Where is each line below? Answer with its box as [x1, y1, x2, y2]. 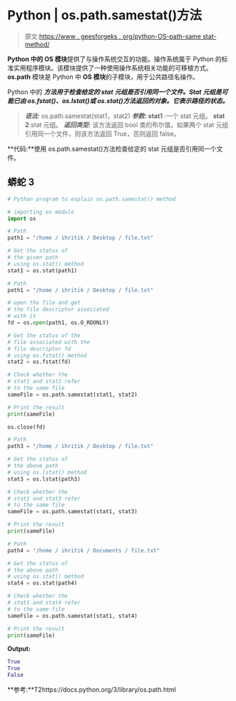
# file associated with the [7, 338, 91, 346]
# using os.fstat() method [7, 352, 87, 359]
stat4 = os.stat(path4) [7, 579, 78, 587]
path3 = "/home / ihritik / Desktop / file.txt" [7, 443, 154, 450]
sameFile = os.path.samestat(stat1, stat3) [7, 508, 138, 515]
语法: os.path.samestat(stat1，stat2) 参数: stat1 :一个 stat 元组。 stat [24, 112, 225, 120]
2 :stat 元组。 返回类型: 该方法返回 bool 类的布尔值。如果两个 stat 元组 [24, 120, 229, 129]
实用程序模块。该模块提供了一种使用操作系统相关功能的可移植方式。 [13, 63, 213, 72]
